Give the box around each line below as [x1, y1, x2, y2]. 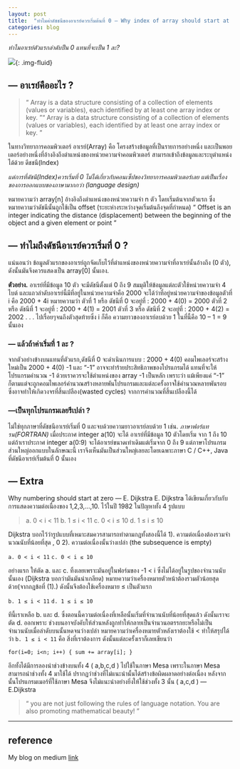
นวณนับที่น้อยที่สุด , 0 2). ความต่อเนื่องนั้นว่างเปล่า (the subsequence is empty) [8, 538, 212, 547]
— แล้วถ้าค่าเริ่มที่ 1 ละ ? [8, 338, 74, 348]
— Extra [8, 475, 44, 487]
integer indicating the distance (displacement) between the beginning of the [8, 211, 231, 220]
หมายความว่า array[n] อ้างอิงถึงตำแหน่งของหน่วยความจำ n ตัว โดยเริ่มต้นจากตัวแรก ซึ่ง [8, 195, 216, 203]
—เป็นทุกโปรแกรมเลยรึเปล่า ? [8, 406, 91, 416]
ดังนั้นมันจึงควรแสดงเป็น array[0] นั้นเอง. [8, 266, 110, 275]
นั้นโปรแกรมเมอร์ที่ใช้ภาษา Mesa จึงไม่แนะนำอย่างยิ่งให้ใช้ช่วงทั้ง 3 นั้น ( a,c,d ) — [8, 678, 207, 686]
